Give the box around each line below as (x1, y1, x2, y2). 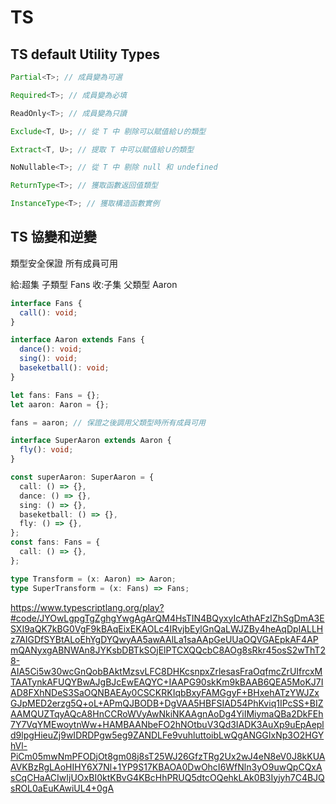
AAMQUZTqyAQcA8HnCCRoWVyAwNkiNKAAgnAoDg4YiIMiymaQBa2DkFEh (10, 707, 324, 720)
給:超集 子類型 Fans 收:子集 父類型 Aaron (10, 278, 178, 290)
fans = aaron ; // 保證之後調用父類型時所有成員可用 (10, 417, 206, 428)
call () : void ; (19, 307, 78, 318)
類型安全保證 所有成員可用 (10, 257, 118, 269)
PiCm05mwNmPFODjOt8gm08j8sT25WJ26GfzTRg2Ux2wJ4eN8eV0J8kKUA (10, 750, 326, 762)
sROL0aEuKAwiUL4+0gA (10, 782, 115, 794)
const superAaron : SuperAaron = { (10, 472, 155, 483)
